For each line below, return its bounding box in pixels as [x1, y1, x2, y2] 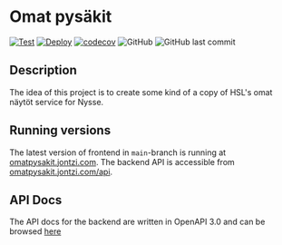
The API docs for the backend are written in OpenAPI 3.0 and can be [9, 216, 266, 228]
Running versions [9, 122, 112, 138]
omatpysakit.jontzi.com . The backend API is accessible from [9, 156, 236, 167]
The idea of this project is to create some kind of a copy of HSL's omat [9, 86, 273, 97]
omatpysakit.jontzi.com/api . [9, 166, 113, 177]
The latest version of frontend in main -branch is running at [9, 147, 227, 158]
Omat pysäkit [9, 6, 112, 27]
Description [9, 63, 77, 78]
